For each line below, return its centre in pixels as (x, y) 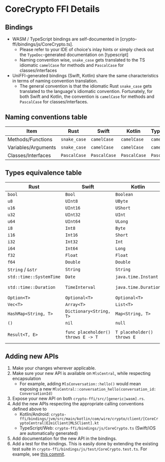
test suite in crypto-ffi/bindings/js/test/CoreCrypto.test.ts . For (80, 449)
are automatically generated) (49, 433)
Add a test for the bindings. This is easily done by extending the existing (85, 444)
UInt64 (73, 221)
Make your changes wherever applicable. (54, 368)
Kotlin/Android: (35, 414)
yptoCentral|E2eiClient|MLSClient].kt (59, 423)
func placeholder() (88, 332)
